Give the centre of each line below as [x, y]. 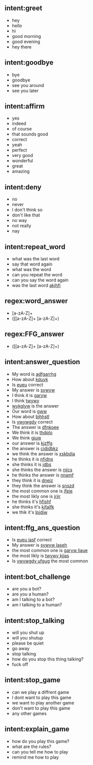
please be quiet [28, 643]
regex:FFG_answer [35, 334]
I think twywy [26, 400]
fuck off [20, 664]
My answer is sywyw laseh [40, 545]
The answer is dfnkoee [35, 427]
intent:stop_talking [35, 620]
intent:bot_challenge [38, 577]
